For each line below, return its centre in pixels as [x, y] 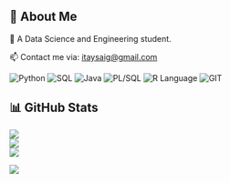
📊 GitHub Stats [54, 108]
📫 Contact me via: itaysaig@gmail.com [84, 56]
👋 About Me [43, 17]
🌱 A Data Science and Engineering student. [90, 38]
